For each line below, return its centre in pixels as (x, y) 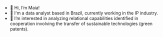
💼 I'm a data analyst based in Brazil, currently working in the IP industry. (84, 13)
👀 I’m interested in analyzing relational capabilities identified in (74, 18)
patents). (19, 29)
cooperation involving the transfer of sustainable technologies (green (81, 23)
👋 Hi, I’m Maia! (25, 8)
